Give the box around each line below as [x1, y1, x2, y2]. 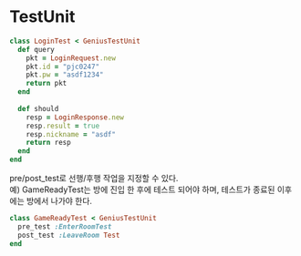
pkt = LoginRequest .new [26, 53, 117, 63]
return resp [26, 138, 71, 148]
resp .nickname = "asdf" [26, 129, 117, 138]
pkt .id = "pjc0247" [26, 62, 100, 71]
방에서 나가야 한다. [26, 196, 93, 207]
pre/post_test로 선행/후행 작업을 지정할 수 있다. [9, 173, 179, 184]
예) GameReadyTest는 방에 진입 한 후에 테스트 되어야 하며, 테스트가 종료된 [9, 184, 275, 195]
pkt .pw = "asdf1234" [26, 70, 104, 79]
